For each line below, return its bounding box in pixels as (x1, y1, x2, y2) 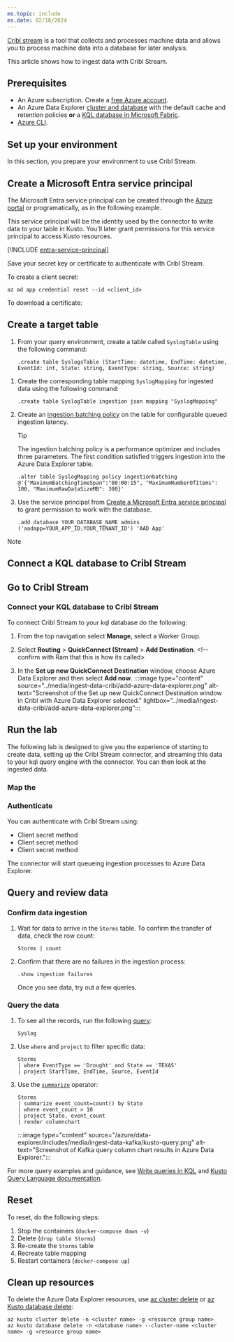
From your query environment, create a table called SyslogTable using (17, 337, 219, 345)
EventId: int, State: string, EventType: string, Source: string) (17, 364, 215, 371)
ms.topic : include (7, 10, 61, 18)
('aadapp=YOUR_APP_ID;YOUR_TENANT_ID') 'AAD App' (17, 525, 166, 532)
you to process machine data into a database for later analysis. (7, 43, 189, 52)
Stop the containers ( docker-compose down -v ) (17, 1226, 149, 1235)
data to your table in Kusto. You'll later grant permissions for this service (7, 224, 215, 233)
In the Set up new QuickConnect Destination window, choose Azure (17, 666, 216, 675)
